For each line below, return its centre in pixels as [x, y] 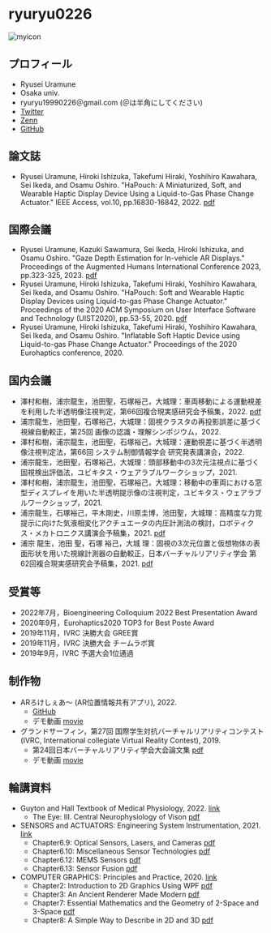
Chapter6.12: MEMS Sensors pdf [86, 859]
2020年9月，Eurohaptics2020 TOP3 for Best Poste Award [117, 623]
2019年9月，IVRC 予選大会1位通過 [77, 653]
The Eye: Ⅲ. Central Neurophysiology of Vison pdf [116, 816]
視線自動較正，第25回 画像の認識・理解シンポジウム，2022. [120, 432]
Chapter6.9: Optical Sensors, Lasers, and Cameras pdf [124, 842]
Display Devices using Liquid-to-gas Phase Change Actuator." [124, 302]
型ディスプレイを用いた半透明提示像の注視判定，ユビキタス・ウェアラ [137, 493]
